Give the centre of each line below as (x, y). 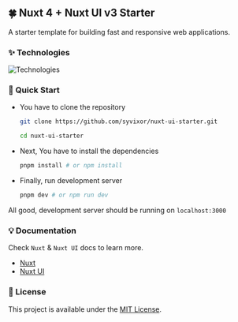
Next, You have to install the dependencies (89, 151)
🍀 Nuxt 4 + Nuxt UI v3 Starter (82, 13)
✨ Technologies (39, 52)
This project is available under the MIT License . (85, 309)
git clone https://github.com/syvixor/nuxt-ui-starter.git (119, 122)
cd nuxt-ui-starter (52, 136)
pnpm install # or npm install (71, 166)
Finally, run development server (71, 181)
